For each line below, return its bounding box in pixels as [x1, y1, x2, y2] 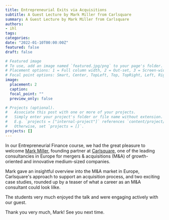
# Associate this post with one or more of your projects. [5, 110, 136, 115]
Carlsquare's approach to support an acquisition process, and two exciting [5, 173, 160, 179]
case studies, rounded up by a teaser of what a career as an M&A [5, 179, 141, 185]
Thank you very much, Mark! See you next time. [5, 209, 105, 215]
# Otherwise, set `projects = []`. [5, 124, 84, 129]
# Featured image [5, 58, 42, 63]
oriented [5, 158, 23, 164]
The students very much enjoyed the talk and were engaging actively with [5, 194, 158, 200]
